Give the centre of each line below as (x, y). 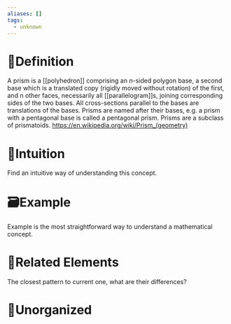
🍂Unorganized (50, 310)
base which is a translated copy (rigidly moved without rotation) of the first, (116, 88)
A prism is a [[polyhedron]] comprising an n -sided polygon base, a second (115, 80)
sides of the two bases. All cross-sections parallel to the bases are (103, 103)
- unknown (28, 27)
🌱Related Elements (63, 262)
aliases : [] (24, 14)
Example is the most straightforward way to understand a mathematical (110, 227)
